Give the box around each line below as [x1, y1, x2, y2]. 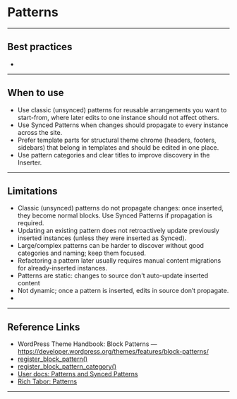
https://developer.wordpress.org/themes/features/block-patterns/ [17, 347, 209, 356]
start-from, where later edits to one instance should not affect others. [17, 113, 219, 121]
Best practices [7, 41, 73, 53]
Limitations [7, 185, 58, 197]
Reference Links [7, 321, 80, 333]
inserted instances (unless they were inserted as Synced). [17, 234, 187, 242]
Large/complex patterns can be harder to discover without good [17, 242, 205, 250]
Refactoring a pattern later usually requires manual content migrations [17, 256, 221, 265]
